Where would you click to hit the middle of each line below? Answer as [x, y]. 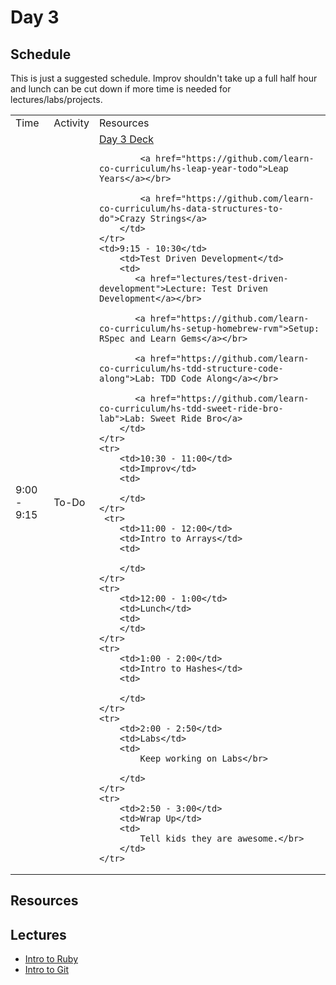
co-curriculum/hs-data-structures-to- [191, 208]
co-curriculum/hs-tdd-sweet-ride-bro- [191, 408]
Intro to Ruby [51, 959]
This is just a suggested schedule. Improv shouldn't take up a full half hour [164, 78]
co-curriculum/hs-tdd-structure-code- [191, 368]
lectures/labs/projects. [56, 99]
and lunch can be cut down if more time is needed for [121, 89]
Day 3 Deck [126, 139]
